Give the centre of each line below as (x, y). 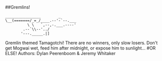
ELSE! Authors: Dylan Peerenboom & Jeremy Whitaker (60, 53)
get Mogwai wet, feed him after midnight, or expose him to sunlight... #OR (81, 48)
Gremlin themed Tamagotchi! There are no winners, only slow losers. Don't (81, 43)
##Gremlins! (18, 7)
